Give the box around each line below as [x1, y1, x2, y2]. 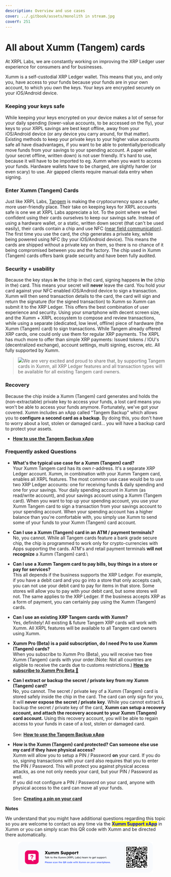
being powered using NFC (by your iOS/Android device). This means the [5, 236, 157, 242]
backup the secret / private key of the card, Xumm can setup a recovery [12, 704, 166, 710]
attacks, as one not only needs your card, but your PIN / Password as [12, 768, 158, 774]
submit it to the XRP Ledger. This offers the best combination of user [5, 304, 149, 310]
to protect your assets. [5, 425, 53, 432]
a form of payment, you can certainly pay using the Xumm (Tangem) [12, 598, 156, 605]
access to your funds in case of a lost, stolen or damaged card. [12, 720, 146, 726]
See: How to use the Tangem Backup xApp [12, 731, 105, 737]
